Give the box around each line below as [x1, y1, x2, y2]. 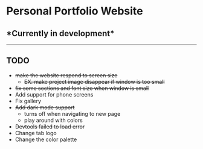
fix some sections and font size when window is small [14, 84, 149, 92]
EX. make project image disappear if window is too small [24, 78, 165, 85]
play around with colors [24, 116, 83, 124]
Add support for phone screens [14, 90, 94, 98]
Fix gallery [14, 97, 41, 104]
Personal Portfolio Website [6, 4, 143, 18]
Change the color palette [14, 136, 77, 143]
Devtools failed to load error [14, 122, 85, 130]
